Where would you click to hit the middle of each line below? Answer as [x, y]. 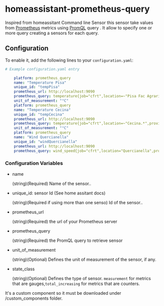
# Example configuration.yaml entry [42, 69]
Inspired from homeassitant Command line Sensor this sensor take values [79, 23]
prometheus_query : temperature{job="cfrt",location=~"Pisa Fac [80, 96]
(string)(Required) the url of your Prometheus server [65, 221]
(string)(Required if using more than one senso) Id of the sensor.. [77, 202]
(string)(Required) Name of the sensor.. [52, 183]
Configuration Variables [34, 164]
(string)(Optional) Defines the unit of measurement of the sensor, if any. [84, 259]
